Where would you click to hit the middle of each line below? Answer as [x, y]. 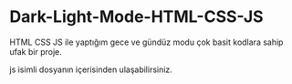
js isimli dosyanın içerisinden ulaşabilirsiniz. [91, 69]
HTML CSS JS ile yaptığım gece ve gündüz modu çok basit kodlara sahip [146, 42]
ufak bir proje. [36, 51]
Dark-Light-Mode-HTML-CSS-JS [136, 17]
